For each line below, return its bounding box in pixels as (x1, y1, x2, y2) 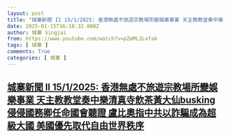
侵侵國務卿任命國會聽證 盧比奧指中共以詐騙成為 (7, 107, 207, 119)
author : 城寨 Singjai (7, 29, 67, 36)
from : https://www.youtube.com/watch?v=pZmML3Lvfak (7, 36, 157, 42)
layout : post (7, 10, 44, 17)
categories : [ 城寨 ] (7, 55, 67, 61)
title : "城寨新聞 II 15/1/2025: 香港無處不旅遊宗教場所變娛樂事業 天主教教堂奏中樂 (7, 16, 224, 23)
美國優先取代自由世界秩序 (36, 120, 144, 132)
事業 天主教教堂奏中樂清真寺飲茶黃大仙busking (16, 94, 216, 106)
